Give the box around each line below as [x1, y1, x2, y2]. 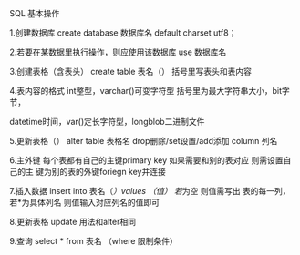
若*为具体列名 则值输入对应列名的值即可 [9, 197, 160, 208]
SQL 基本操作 [9, 8, 60, 18]
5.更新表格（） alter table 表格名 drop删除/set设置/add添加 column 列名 [9, 136, 278, 146]
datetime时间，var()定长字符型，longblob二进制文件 [9, 117, 205, 127]
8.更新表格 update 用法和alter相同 [9, 217, 137, 227]
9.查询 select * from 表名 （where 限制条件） [9, 236, 178, 246]
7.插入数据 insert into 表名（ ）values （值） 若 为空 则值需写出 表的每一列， [9, 186, 291, 196]
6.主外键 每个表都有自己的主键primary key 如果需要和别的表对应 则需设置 [9, 155, 284, 166]
